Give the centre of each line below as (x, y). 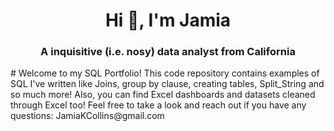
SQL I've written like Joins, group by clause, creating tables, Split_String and (167, 84)
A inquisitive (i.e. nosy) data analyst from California (168, 52)
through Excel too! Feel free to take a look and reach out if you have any (158, 105)
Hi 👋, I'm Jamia (168, 20)
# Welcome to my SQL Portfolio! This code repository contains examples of (165, 73)
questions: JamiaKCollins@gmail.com (87, 116)
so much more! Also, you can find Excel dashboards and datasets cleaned (163, 95)
